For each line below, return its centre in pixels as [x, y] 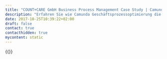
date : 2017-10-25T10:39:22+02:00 [40, 19]
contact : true [20, 28]
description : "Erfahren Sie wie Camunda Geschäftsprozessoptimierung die [83, 14]
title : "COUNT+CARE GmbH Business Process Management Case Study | [77, 10]
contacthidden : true [27, 33]
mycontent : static [24, 38]
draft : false [19, 24]
